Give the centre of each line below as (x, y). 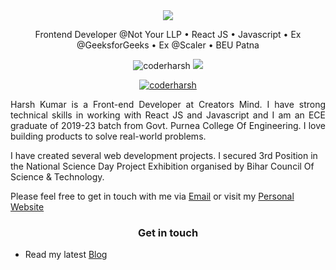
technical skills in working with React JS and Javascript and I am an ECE (168, 115)
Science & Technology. (57, 177)
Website (27, 207)
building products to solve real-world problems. (108, 136)
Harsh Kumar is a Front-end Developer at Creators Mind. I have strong (168, 104)
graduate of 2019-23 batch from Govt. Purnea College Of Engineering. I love (168, 125)
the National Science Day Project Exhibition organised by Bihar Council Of (162, 166)
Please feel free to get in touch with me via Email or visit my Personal (152, 196)
